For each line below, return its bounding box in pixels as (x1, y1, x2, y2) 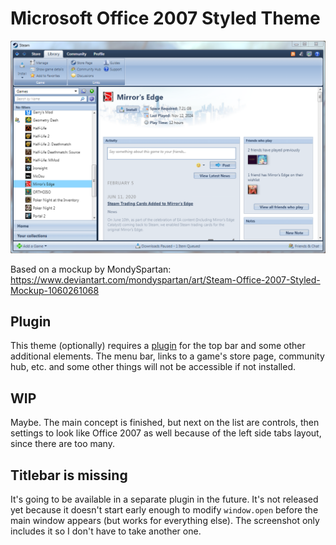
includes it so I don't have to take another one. (10, 525, 202, 537)
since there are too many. (10, 438, 115, 450)
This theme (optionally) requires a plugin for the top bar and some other (10, 340, 306, 352)
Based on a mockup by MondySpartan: (10, 263, 172, 275)
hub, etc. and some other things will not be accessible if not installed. (10, 361, 296, 373)
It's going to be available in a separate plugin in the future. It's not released (10, 493, 319, 505)
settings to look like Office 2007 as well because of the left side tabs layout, (10, 427, 322, 439)
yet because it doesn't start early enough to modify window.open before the (10, 503, 319, 516)
